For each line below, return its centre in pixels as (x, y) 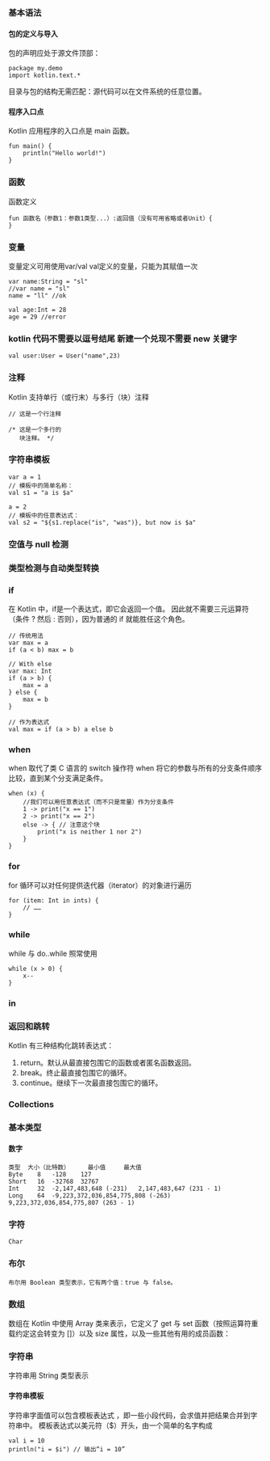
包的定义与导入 (33, 33)
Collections (31, 1104)
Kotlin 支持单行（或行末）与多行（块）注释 (79, 397)
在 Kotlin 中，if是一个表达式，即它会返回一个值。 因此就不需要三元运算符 (129, 609)
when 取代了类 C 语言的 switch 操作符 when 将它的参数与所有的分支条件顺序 (135, 768)
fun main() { (30, 146)
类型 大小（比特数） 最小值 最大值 (75, 1168)
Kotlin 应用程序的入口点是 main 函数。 (71, 131)
